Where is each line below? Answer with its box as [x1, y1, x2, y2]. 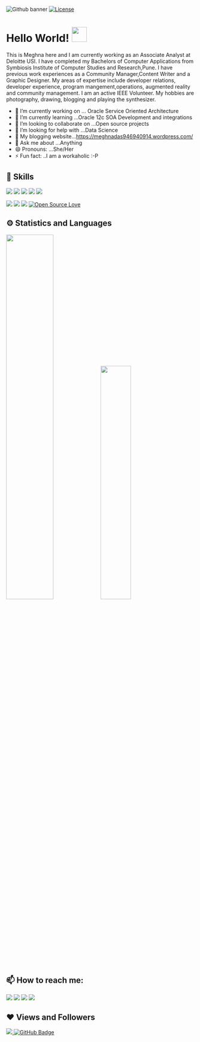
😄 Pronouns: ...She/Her [14, 145, 74, 153]
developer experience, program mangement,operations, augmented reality [6, 83, 190, 90]
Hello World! [6, 32, 69, 45]
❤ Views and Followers [6, 1012, 96, 1022]
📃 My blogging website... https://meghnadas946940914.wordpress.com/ [14, 132, 193, 140]
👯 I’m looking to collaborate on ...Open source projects [14, 120, 150, 127]
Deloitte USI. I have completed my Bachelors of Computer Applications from [6, 57, 194, 65]
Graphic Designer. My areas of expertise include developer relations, [6, 77, 176, 84]
